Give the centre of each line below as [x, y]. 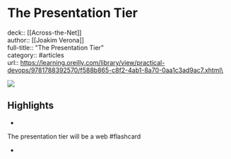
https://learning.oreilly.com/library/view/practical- [93, 62]
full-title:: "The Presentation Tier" [56, 47]
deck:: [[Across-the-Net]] [45, 33]
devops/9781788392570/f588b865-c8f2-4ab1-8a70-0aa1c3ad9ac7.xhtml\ [115, 70]
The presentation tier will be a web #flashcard [74, 136]
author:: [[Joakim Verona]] [46, 40]
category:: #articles [36, 55]
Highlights [31, 106]
